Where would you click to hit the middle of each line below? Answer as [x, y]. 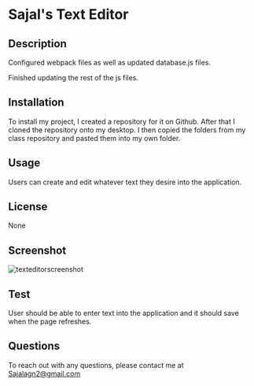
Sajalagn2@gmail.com [44, 373]
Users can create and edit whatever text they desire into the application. [125, 182]
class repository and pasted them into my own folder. [94, 138]
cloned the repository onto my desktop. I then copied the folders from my [127, 130]
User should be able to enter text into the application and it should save [124, 314]
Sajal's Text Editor [68, 15]
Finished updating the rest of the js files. [74, 78]
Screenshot [37, 250]
